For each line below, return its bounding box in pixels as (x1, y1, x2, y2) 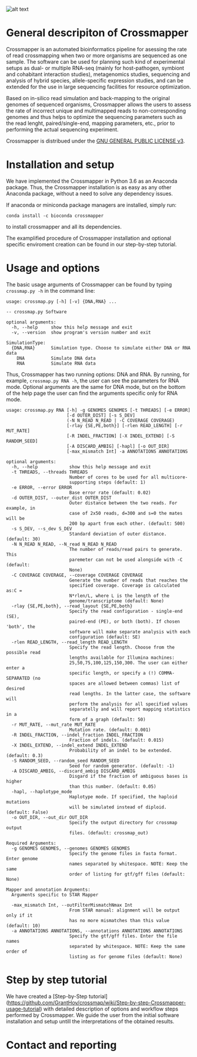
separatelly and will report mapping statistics (69, 706, 191, 712)
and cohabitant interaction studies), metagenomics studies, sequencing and (6, 71, 191, 78)
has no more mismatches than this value (69, 917, 169, 923)
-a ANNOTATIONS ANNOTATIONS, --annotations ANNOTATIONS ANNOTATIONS (11, 928, 183, 934)
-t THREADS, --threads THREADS (11, 469, 88, 475)
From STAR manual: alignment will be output (69, 907, 181, 913)
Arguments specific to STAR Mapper (11, 891, 99, 898)
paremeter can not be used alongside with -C (69, 557, 183, 563)
